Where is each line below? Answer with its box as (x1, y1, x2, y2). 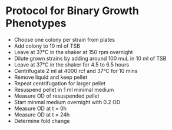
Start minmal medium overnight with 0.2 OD (14, 98, 121, 105)
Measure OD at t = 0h (14, 105, 67, 112)
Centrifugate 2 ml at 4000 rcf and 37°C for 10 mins (14, 67, 138, 74)
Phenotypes (5, 16, 67, 30)
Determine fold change (14, 117, 70, 124)
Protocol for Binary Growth (5, 4, 140, 18)
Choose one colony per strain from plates (14, 36, 115, 43)
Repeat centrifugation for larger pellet (14, 79, 106, 86)
